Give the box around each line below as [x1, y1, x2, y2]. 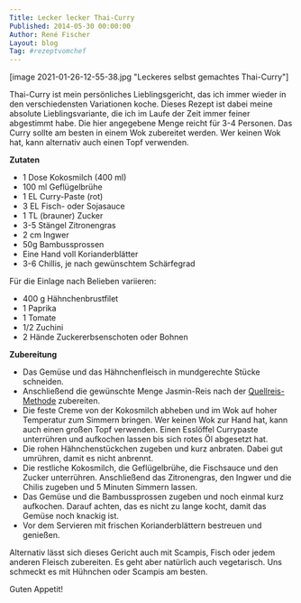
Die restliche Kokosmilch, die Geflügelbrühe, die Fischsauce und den [22, 462, 278, 474]
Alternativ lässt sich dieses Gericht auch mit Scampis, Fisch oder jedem [9, 547, 276, 558]
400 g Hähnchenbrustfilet [22, 293, 119, 304]
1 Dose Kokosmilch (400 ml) [22, 172, 127, 183]
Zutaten [9, 154, 41, 165]
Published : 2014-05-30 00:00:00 [9, 22, 131, 31]
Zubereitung [9, 349, 58, 360]
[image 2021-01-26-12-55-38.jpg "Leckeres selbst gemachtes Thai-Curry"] [9, 71, 289, 82]
